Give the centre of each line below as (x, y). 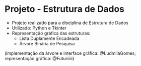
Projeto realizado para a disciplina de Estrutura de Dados (70, 23)
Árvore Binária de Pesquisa (47, 43)
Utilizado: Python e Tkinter (39, 28)
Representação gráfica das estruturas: (51, 33)
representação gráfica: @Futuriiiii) (39, 58)
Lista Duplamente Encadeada (49, 38)
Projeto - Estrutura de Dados (65, 9)
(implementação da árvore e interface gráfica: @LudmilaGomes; (70, 53)
